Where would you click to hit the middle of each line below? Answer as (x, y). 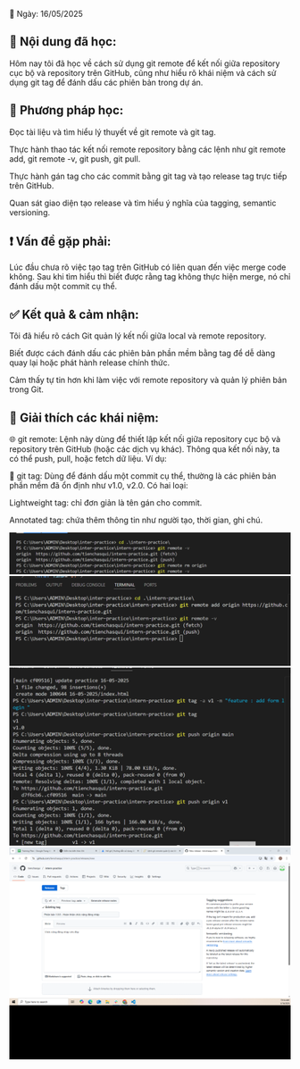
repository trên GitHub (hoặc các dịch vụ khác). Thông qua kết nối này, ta (145, 449)
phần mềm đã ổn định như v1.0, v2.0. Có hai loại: (99, 486)
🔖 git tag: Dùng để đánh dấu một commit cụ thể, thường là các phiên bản (143, 476)
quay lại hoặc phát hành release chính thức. (90, 363)
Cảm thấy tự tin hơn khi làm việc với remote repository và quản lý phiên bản (148, 380)
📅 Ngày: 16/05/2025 (46, 14)
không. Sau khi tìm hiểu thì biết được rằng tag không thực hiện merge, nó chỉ (150, 277)
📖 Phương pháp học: (67, 110)
